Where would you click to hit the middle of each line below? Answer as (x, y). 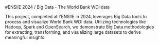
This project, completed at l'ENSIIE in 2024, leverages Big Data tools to (76, 16)
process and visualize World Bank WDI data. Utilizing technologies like (76, 22)
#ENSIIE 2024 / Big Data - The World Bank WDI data (57, 7)
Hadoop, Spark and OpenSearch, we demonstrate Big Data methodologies (79, 27)
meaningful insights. (25, 37)
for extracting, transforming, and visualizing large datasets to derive (73, 32)
